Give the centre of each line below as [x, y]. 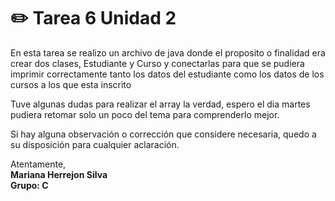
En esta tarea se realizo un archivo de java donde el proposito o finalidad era [168, 52]
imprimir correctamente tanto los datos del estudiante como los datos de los [167, 74]
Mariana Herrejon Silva [59, 174]
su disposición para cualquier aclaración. [95, 144]
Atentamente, [38, 164]
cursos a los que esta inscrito [71, 84]
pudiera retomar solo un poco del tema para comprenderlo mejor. [145, 114]
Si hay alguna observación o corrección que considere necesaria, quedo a [163, 134]
